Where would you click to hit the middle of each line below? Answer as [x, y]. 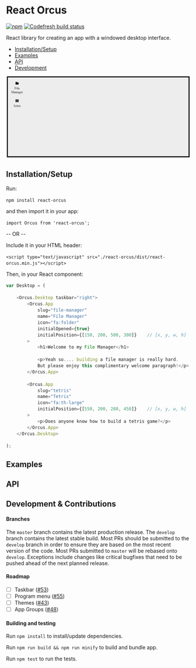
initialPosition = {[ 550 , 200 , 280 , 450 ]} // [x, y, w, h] [112, 409]
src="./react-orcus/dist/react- [126, 257]
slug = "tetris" [54, 390]
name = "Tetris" [54, 397]
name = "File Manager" [62, 317]
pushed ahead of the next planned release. [58, 563]
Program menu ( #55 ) [40, 596]
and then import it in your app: [42, 211]
